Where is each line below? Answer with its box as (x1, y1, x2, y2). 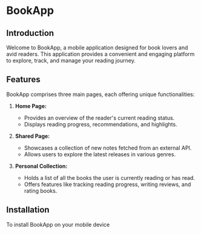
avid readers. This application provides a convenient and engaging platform (6, 50, 195, 58)
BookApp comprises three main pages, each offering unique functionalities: (6, 91, 195, 98)
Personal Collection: (15, 162, 68, 170)
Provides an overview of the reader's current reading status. (24, 114, 175, 122)
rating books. (24, 187, 58, 194)
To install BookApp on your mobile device (6, 221, 110, 228)
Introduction (6, 28, 54, 38)
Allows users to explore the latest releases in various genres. (24, 150, 176, 158)
